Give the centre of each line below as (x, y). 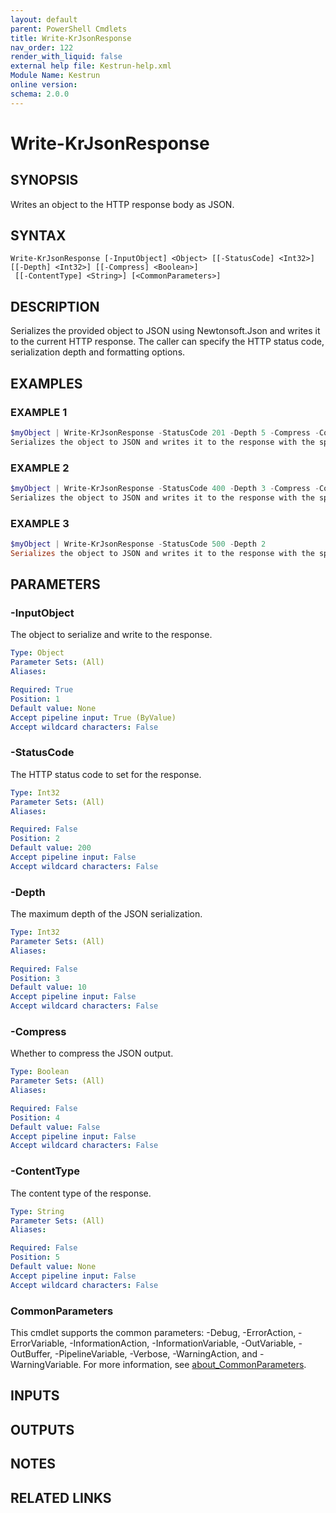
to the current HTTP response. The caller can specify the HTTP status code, (167, 342)
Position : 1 (35, 699)
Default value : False (55, 1127)
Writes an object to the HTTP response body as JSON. (122, 204)
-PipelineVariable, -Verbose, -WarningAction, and (156, 1353)
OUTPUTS (42, 1429)
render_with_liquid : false (66, 57)
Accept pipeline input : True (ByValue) (93, 717)
